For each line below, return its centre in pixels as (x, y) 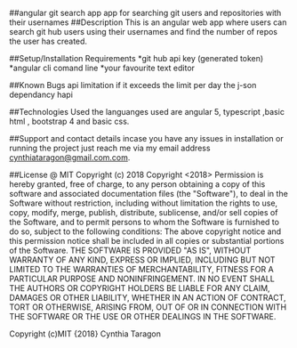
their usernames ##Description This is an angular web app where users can (148, 22)
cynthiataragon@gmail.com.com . (70, 158)
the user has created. (48, 41)
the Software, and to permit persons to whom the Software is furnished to (144, 222)
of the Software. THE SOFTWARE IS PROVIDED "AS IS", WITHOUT (130, 250)
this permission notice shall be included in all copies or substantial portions (147, 241)
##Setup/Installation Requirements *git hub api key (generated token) (136, 58)
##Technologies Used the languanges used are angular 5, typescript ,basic (147, 112)
